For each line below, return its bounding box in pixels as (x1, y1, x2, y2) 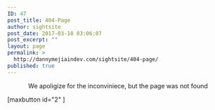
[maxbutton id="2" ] (7, 95, 65, 104)
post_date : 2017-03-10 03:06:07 (7, 29, 102, 37)
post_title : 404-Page (7, 17, 71, 24)
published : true (7, 62, 55, 69)
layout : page (7, 43, 46, 50)
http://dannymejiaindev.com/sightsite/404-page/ (13, 56, 159, 63)
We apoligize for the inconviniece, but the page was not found (27, 81, 209, 90)
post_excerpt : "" (7, 36, 58, 43)
